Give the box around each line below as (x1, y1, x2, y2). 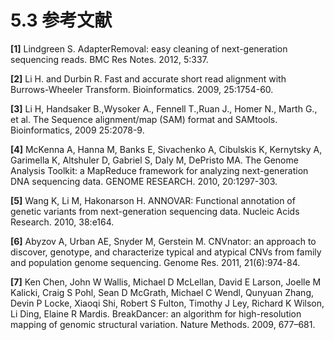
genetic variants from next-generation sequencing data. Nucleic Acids (10, 205, 300, 217)
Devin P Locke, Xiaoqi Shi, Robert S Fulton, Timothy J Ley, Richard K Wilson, (10, 297, 325, 309)
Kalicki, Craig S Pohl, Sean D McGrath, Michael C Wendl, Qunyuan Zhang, (10, 286, 315, 298)
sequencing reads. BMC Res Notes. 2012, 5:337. (10, 53, 209, 65)
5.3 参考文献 (10, 9, 113, 32)
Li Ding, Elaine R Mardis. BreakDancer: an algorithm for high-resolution (10, 307, 302, 320)
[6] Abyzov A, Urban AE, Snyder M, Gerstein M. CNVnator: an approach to (10, 235, 317, 247)
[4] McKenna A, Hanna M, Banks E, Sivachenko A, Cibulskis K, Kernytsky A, (10, 143, 323, 155)
